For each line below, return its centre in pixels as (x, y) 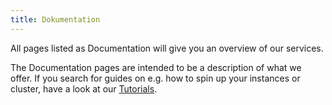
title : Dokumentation (55, 19)
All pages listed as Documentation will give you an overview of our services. (167, 48)
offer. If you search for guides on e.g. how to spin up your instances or (155, 78)
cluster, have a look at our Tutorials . (84, 88)
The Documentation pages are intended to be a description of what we (156, 67)
